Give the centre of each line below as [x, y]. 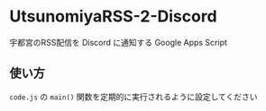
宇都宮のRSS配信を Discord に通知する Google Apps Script [119, 42]
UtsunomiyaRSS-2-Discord [114, 17]
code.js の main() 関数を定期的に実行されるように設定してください [134, 97]
